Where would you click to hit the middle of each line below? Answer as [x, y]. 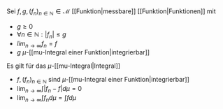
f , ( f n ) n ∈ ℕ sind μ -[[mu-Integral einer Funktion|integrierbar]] [103, 80]
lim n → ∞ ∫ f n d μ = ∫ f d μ [46, 98]
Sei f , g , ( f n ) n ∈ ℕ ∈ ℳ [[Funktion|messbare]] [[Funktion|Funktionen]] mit [111, 12]
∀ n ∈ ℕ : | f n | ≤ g [42, 35]
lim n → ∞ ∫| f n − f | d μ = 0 [49, 89]
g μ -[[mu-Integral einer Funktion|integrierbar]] [83, 52]
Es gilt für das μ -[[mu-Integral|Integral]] [63, 66]
